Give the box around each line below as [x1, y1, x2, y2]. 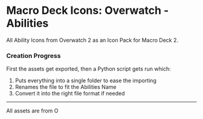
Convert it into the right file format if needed [14, 90, 125, 97]
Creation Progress [6, 51, 61, 60]
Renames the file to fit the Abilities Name [14, 83, 117, 91]
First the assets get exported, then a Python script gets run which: [6, 65, 171, 72]
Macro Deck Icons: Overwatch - [6, 4, 169, 18]
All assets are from [6, 107, 53, 115]
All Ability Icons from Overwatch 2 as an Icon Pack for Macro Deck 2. [6, 36, 179, 43]
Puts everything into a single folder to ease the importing [14, 77, 157, 85]
